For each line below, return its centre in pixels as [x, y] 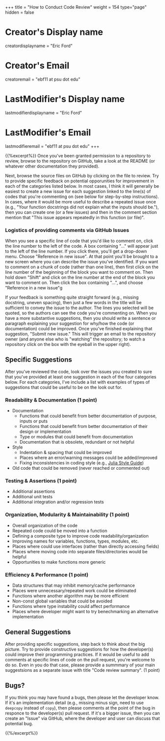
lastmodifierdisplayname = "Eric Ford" [44, 113]
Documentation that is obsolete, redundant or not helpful [77, 442]
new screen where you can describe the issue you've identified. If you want [82, 262]
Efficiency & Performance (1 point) [47, 574]
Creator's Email [37, 66]
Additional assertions [34, 491]
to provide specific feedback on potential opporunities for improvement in [80, 181]
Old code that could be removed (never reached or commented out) [81, 468]
